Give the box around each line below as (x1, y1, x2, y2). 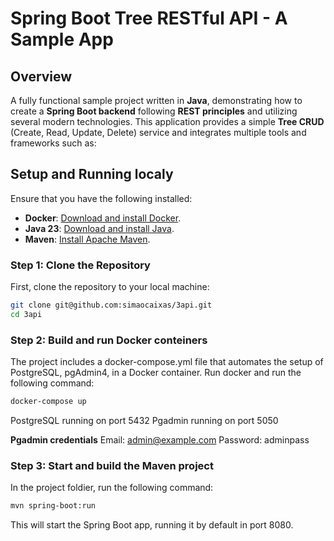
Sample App (10, 28, 114, 51)
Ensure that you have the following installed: (10, 192, 193, 204)
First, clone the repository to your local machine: (10, 281, 210, 293)
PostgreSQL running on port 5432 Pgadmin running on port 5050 (10, 415, 279, 427)
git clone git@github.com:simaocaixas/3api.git (10, 300, 213, 311)
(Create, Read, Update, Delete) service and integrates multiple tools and (10, 127, 307, 138)
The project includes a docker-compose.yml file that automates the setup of (10, 356, 324, 368)
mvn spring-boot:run (10, 501, 97, 511)
